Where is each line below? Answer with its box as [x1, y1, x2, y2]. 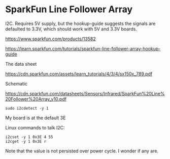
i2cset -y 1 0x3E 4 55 [5, 134, 53, 140]
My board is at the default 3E [5, 115, 66, 121]
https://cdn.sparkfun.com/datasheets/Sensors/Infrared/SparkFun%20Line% [5, 90, 165, 96]
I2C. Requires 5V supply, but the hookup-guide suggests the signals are [5, 20, 156, 26]
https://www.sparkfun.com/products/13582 [5, 36, 96, 42]
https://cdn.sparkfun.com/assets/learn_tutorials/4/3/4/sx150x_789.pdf [5, 70, 153, 77]
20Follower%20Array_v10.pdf [5, 96, 67, 102]
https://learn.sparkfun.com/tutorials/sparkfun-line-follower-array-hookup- [5, 45, 161, 51]
